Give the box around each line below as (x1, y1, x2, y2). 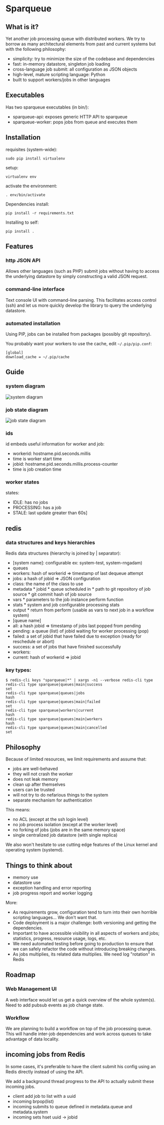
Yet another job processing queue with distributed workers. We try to (5, 36, 145, 41)
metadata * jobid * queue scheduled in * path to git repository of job (12, 586, 151, 592)
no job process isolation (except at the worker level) (12, 822, 118, 828)
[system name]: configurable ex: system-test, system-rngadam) (12, 560, 143, 566)
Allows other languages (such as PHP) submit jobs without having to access (5, 268, 160, 274)
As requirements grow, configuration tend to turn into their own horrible (12, 909, 158, 915)
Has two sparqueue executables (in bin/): (5, 104, 89, 110)
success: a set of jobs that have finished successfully (12, 644, 121, 650)
